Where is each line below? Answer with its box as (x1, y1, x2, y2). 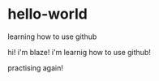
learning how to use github (7, 32, 97, 41)
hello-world (7, 5, 88, 23)
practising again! (7, 62, 64, 73)
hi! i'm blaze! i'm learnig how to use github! (7, 47, 151, 57)
